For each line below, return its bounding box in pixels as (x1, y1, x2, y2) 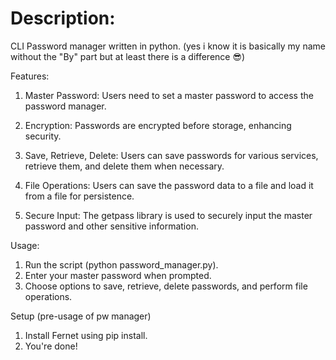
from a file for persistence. (24, 190, 135, 202)
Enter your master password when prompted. (24, 269, 212, 281)
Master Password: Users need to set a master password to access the (24, 89, 314, 101)
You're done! (24, 340, 78, 352)
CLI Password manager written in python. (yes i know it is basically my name (10, 40, 326, 52)
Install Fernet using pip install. (24, 329, 148, 341)
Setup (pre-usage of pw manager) (10, 310, 152, 322)
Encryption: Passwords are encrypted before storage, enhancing (24, 119, 292, 131)
